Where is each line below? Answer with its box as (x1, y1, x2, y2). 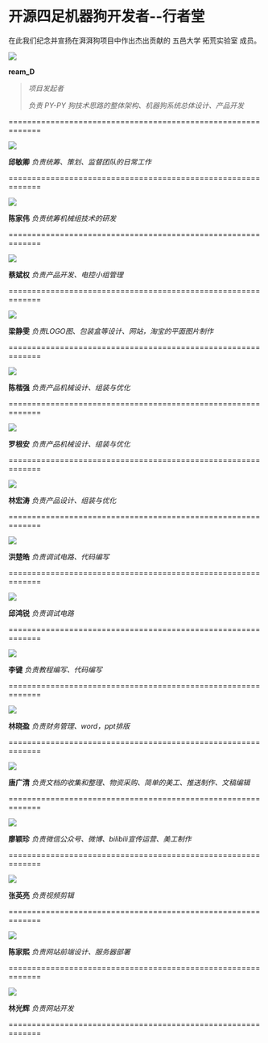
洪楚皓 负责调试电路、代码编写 (8, 551, 109, 561)
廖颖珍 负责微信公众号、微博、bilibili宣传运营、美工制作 (8, 833, 192, 843)
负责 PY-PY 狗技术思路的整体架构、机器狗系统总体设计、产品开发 (27, 100, 244, 110)
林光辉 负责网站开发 (8, 1003, 74, 1012)
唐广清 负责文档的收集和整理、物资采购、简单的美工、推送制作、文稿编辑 (8, 777, 250, 787)
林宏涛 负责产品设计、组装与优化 (8, 495, 117, 505)
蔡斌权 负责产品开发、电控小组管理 (8, 269, 123, 279)
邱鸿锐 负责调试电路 (8, 608, 74, 617)
